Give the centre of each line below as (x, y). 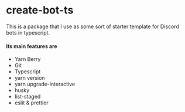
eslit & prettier (31, 103)
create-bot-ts (40, 10)
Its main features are (32, 46)
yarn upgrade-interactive (45, 84)
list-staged (28, 97)
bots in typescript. (28, 32)
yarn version (30, 78)
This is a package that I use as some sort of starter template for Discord (93, 26)
